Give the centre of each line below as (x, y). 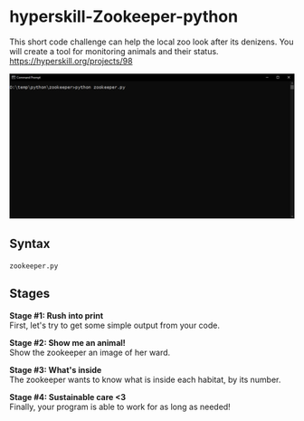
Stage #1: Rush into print (57, 315)
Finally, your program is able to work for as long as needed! (120, 407)
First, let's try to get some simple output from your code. (114, 325)
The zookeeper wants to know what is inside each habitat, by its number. (145, 379)
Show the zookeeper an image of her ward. (90, 352)
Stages (30, 294)
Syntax (30, 244)
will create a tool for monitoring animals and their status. (114, 51)
